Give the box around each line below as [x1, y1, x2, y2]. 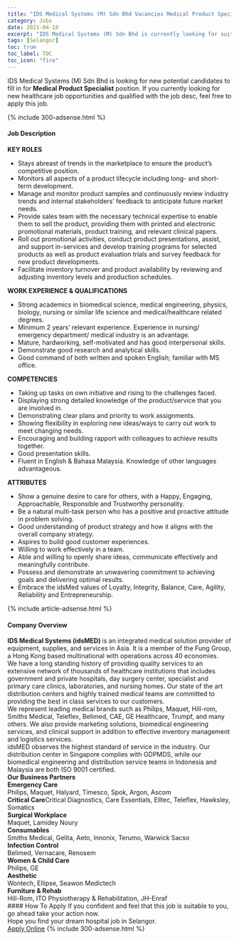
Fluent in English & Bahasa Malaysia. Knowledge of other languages [17, 456, 217, 465]
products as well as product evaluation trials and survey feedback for [17, 250, 221, 258]
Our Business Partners [7, 773, 76, 782]
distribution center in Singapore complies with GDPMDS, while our [7, 750, 202, 759]
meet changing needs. [17, 426, 84, 435]
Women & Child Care [7, 857, 70, 865]
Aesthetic [7, 872, 37, 880]
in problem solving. [17, 514, 75, 523]
